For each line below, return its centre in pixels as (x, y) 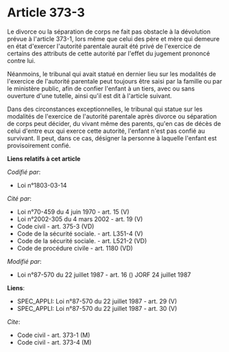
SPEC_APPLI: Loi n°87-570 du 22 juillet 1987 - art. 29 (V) (97, 301)
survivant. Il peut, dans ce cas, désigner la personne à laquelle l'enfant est (112, 138)
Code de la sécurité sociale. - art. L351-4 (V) (80, 234)
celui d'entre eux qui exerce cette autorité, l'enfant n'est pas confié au (106, 131)
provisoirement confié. (39, 145)
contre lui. (21, 60)
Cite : (14, 322)
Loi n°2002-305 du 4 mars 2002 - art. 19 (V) (80, 219)
